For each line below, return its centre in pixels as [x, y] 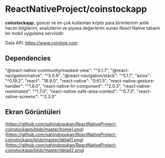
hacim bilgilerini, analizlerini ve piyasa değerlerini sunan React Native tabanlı [82, 28]
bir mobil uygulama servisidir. [35, 33]
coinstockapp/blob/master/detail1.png [44, 140]
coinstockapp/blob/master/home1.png [44, 129]
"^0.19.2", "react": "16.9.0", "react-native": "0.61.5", [56, 80]
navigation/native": [24, 76]
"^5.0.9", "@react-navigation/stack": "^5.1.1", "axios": [98, 76]
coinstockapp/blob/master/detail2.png [44, 150]
